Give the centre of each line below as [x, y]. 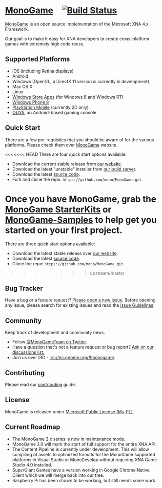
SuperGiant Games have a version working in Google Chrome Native [81, 470]
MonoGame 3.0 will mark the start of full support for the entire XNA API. [84, 444]
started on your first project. [64, 230]
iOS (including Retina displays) [43, 71]
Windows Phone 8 [30, 102]
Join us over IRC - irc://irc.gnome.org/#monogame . [64, 358]
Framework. [17, 29]
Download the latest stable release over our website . [65, 253]
